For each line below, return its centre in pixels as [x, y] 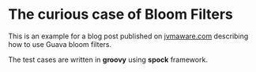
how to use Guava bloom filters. [60, 44]
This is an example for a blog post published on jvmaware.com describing [128, 36]
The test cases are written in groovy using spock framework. [108, 59]
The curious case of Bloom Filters [120, 14]
